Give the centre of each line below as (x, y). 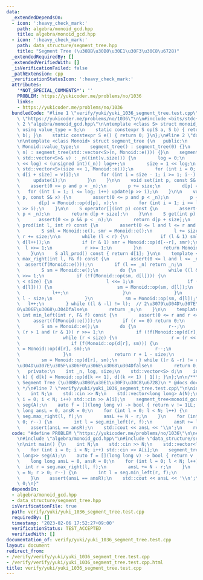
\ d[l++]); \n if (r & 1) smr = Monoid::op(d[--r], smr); (105, 242)
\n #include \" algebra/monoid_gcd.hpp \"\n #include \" (85, 439)
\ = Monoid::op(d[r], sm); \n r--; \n (94, 349)
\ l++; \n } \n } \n (100, 293)
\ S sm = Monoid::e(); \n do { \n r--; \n (101, 326)
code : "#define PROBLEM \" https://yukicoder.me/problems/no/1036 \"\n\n (104, 433)
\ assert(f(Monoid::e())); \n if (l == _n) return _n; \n (100, 265)
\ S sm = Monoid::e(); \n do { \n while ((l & (108, 270)
